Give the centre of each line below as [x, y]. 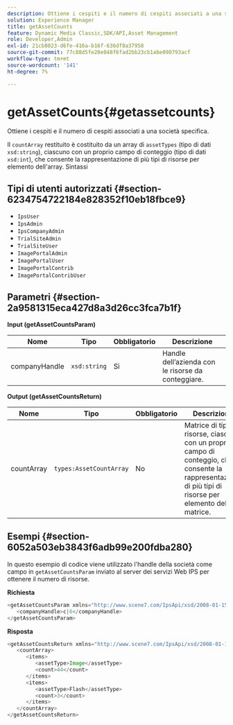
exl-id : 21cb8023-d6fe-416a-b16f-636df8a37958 [76, 46]
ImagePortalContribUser [52, 276]
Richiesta [21, 592]
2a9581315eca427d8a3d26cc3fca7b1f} [95, 308]
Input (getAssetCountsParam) [51, 325]
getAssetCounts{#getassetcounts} [111, 112]
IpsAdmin [30, 224]
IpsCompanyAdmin [41, 232]
